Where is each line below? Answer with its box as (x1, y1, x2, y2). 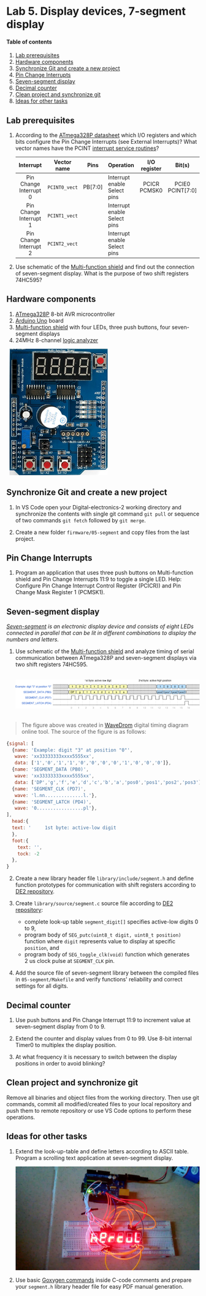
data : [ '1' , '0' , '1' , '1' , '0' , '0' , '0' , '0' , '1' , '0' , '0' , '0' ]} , (14, 760, 172, 766)
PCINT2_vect (47, 241, 78, 247)
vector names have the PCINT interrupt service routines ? (15, 144, 159, 152)
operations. (6, 1113, 36, 1121)
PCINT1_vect (47, 213, 78, 219)
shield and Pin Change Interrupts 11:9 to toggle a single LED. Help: (15, 576, 182, 583)
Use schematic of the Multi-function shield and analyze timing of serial (15, 648, 194, 655)
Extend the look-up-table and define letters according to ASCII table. (15, 1147, 189, 1155)
